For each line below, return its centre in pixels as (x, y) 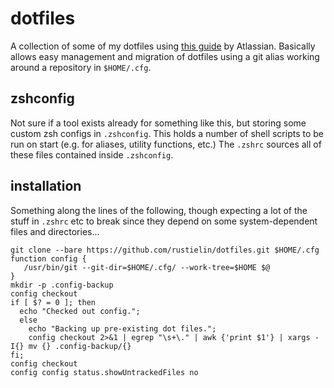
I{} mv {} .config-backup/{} (71, 346)
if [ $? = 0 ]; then (53, 302)
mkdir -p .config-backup (62, 285)
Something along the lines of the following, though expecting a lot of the (159, 210)
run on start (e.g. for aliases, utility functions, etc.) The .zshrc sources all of (166, 144)
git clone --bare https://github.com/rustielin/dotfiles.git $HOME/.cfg (165, 250)
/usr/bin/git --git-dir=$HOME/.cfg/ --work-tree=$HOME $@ (147, 267)
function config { (48, 258)
